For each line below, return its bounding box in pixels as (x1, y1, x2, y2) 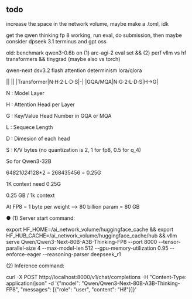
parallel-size (6, 244, 36, 252)
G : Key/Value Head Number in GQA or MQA (6, 112, 112, 119)
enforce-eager (6, 250, 42, 257)
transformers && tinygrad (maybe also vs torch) (6, 55, 121, 62)
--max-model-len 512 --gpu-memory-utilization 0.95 (42, 244, 169, 252)
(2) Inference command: (6, 262, 64, 269)
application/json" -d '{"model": (6, 280, 81, 287)
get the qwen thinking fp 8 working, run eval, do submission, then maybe (6, 32, 183, 39)
